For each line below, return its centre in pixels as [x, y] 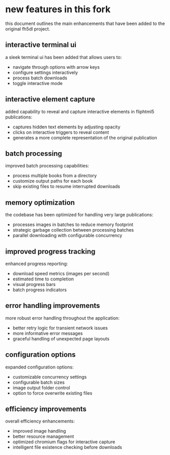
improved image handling [39, 431]
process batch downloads [40, 78]
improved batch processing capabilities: [47, 166]
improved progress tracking [50, 251]
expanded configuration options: [39, 367]
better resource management [43, 437]
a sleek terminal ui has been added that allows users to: [64, 57]
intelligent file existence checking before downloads [67, 447]
